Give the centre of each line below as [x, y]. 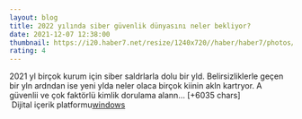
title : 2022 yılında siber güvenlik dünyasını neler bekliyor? [130, 26]
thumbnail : [30, 42]
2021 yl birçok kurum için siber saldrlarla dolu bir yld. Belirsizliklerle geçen [147, 76]
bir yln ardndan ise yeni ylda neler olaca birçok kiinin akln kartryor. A [136, 86]
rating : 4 [28, 51]
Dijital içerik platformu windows [68, 105]
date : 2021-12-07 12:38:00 [60, 34]
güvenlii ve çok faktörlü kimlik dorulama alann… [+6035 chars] [125, 96]
